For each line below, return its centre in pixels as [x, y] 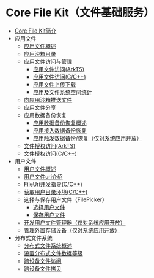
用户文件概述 [40, 169]
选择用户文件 [49, 207]
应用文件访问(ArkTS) [59, 69]
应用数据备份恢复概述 [60, 123]
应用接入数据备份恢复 [60, 130]
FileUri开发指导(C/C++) [53, 184]
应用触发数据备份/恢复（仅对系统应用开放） [87, 138]
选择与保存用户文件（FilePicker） [65, 199]
